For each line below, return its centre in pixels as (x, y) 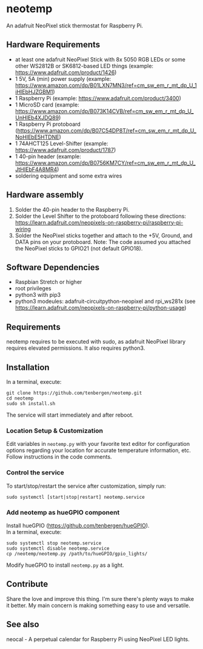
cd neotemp (20, 398)
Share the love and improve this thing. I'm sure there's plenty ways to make (100, 599)
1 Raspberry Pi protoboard (48, 124)
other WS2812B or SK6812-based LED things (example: (84, 66)
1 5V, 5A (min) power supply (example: (63, 78)
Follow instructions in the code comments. (59, 457)
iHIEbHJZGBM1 (34, 92)
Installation (28, 367)
